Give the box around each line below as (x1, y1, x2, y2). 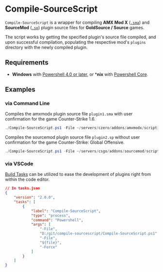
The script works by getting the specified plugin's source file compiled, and (5, 34, 156, 40)
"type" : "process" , (31, 213, 70, 218)
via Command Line (5, 100, 50, 107)
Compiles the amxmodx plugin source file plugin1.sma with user (5, 111, 133, 117)
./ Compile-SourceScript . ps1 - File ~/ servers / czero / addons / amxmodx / (5, 125, 145, 131)
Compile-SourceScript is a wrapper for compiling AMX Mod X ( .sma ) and (5, 19, 150, 25)
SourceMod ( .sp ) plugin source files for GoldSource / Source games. (5, 24, 145, 30)
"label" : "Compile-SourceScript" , (31, 208, 101, 213)
